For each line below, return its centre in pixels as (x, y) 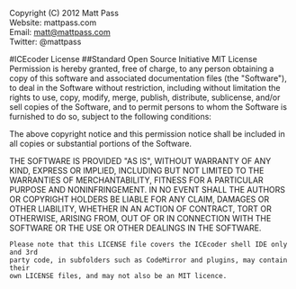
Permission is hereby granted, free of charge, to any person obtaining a (142, 68)
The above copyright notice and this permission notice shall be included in (147, 134)
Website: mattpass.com (53, 23)
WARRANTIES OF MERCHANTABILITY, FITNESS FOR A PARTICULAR (136, 180)
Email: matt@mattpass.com (60, 32)
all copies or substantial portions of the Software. (100, 144)
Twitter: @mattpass (45, 41)
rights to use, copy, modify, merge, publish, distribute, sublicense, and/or (145, 97)
